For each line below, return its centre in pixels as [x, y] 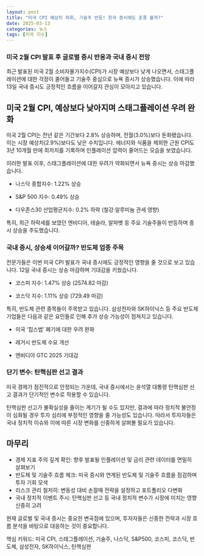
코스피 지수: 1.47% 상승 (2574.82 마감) [62, 283]
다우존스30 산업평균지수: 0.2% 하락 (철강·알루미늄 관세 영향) [87, 210]
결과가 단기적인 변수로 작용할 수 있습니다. [62, 394]
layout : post [23, 12]
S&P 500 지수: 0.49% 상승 [47, 197]
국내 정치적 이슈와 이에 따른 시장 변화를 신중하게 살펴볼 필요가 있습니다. [91, 422]
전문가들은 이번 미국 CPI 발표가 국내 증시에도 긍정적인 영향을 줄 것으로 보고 [95, 262]
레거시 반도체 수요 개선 [42, 342]
